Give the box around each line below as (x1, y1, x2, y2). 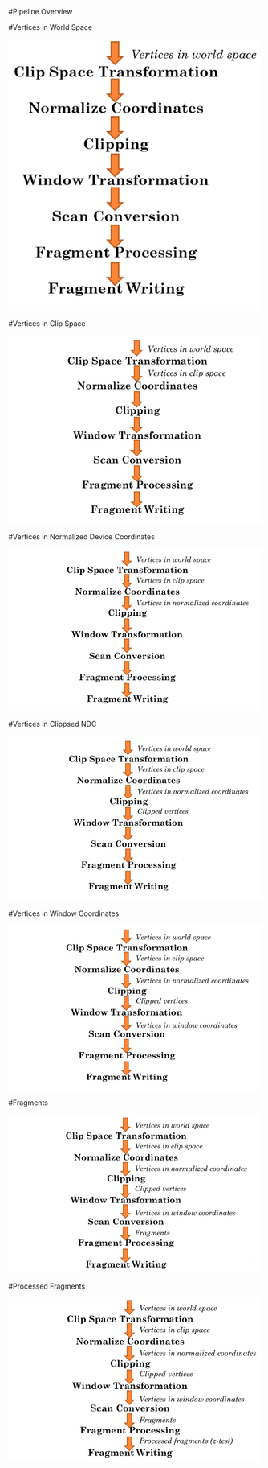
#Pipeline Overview (8, 7, 73, 16)
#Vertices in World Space (8, 23, 93, 31)
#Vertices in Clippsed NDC (8, 720, 97, 729)
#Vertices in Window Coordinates (8, 909, 120, 918)
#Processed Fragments (8, 1281, 86, 1291)
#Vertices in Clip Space (8, 318, 86, 328)
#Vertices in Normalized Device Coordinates (8, 532, 155, 542)
